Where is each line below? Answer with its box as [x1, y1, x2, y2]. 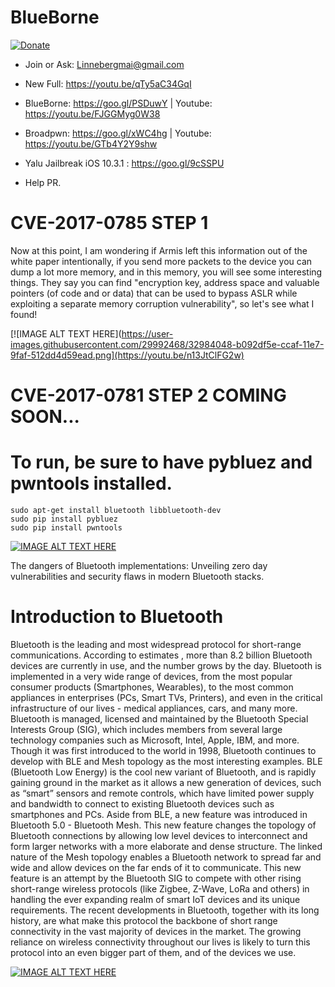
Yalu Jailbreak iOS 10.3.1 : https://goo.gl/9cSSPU [24, 157, 225, 169]
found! [10, 308, 38, 320]
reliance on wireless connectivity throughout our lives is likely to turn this [10, 936, 311, 948]
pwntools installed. [10, 472, 173, 495]
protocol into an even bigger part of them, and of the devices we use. [10, 946, 297, 958]
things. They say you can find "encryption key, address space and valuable [10, 276, 320, 288]
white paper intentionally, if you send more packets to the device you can [10, 255, 313, 267]
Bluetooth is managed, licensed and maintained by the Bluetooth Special [10, 712, 309, 725]
